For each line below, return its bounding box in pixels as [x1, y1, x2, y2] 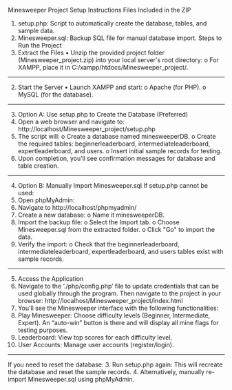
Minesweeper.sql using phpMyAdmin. [28, 376, 135, 383]
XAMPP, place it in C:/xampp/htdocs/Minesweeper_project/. [17, 64, 189, 71]
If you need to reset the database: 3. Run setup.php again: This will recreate [8, 360, 223, 369]
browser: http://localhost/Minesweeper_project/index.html [17, 297, 183, 304]
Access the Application [17, 275, 84, 282]
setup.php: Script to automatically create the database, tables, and [17, 19, 207, 27]
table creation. [17, 162, 59, 170]
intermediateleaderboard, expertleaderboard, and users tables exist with [17, 248, 224, 255]
